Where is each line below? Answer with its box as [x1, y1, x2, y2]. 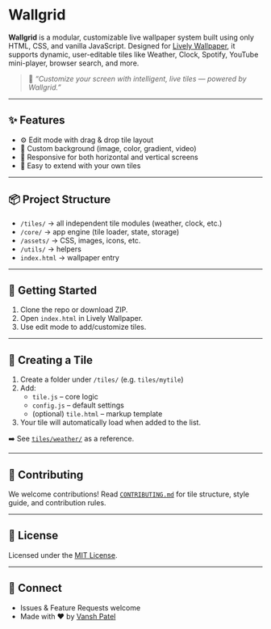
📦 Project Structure [8, 192, 111, 207]
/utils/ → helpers [19, 244, 82, 254]
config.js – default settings [31, 400, 125, 410]
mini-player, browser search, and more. [8, 58, 140, 68]
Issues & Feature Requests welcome [19, 602, 141, 612]
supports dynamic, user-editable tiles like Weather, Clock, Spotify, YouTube [8, 49, 259, 59]
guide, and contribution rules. [8, 498, 106, 507]
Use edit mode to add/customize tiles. [19, 322, 147, 332]
